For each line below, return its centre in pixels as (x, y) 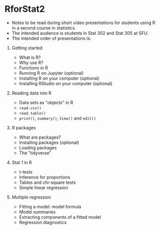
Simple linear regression (44, 187)
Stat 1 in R (22, 162)
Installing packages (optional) (49, 142)
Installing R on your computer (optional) (59, 78)
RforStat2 (25, 9)
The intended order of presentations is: (51, 38)
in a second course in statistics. (44, 28)
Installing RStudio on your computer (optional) (66, 83)
